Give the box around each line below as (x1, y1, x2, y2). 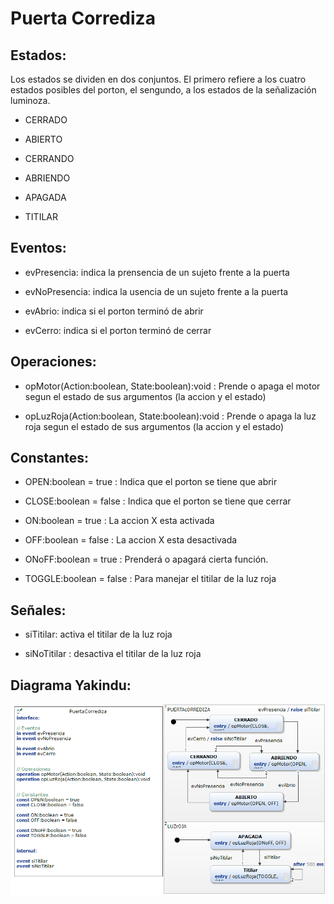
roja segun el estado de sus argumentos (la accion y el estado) (24, 420, 285, 432)
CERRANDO (24, 153, 75, 164)
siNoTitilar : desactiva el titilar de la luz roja (24, 648, 202, 660)
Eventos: (10, 240, 67, 257)
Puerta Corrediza (10, 7, 156, 30)
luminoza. (10, 95, 51, 106)
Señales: (10, 602, 67, 619)
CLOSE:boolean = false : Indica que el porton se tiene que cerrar (24, 495, 292, 507)
